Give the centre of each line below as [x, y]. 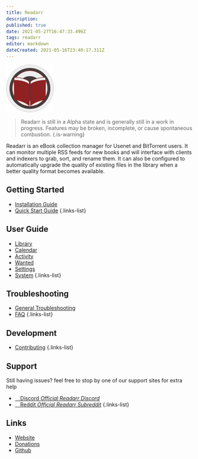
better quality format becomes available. [55, 171]
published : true [26, 25]
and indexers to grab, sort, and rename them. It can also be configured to [96, 158]
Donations [27, 444]
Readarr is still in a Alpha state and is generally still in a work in [97, 121]
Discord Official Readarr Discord [60, 398]
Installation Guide [36, 204]
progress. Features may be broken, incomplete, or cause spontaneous [106, 128]
